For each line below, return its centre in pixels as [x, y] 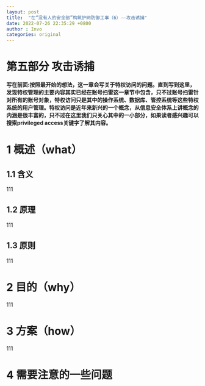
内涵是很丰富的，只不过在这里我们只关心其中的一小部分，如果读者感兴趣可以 [103, 115]
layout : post [23, 12]
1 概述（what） [44, 150]
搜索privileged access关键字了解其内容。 [59, 123]
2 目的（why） [43, 287]
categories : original [34, 35]
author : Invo [24, 29]
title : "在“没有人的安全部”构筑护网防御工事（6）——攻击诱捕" [77, 18]
